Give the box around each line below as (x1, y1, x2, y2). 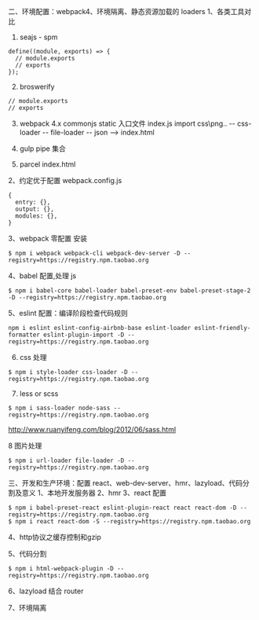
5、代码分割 (8, 549, 47, 558)
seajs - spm (19, 32, 58, 42)
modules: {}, (15, 212, 58, 220)
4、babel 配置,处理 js (8, 271, 77, 281)
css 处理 (19, 353, 47, 361)
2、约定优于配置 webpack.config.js (8, 176, 122, 185)
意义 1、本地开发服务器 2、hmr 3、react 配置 (21, 488, 167, 497)
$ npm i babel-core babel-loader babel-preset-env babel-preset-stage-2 (8, 287, 251, 295)
